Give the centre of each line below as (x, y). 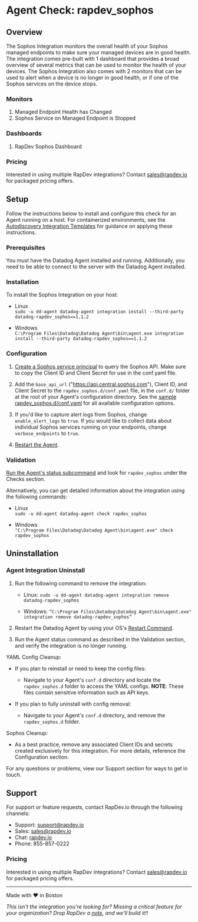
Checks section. (26, 479)
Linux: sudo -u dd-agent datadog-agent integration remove (96, 595)
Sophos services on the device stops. (52, 84)
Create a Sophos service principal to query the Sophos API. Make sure (100, 366)
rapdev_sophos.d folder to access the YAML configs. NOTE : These (103, 686)
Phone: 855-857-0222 (42, 844)
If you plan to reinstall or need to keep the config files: (80, 668)
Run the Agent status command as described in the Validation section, (100, 639)
